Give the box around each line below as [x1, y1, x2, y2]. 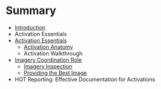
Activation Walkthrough [23, 49, 83, 57]
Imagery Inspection [23, 62, 73, 70]
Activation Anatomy [23, 43, 74, 51]
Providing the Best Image [23, 69, 87, 76]
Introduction [14, 24, 46, 31]
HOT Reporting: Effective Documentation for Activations [14, 76, 156, 83]
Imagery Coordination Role [14, 56, 82, 63]
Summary [5, 4, 56, 18]
